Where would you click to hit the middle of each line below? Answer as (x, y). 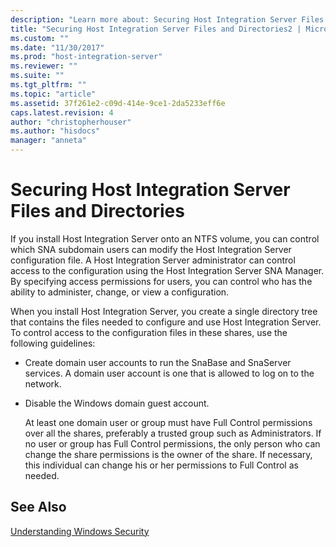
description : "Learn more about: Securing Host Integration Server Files (167, 19)
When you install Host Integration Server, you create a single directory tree (164, 311)
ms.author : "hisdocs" (55, 131)
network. (43, 383)
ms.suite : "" (37, 76)
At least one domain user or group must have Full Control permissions (168, 422)
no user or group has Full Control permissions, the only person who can (172, 443)
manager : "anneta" (48, 141)
